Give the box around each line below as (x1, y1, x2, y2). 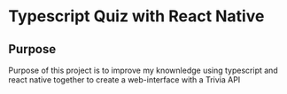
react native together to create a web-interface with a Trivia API (8, 74, 241, 85)
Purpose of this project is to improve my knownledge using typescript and (8, 65, 278, 75)
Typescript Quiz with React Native (8, 6, 265, 27)
